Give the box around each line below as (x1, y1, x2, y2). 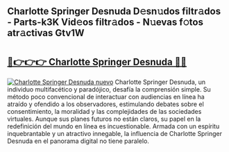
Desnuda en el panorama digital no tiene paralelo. (7, 137, 149, 145)
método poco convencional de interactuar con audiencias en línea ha (7, 93, 205, 101)
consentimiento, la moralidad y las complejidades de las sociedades (7, 108, 202, 115)
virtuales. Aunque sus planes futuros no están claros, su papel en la (7, 115, 201, 123)
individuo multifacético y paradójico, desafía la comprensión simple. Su (7, 85, 212, 93)
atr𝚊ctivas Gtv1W (7, 27, 85, 39)
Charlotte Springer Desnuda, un (114, 78, 206, 86)
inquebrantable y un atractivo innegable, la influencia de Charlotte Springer (7, 130, 223, 137)
